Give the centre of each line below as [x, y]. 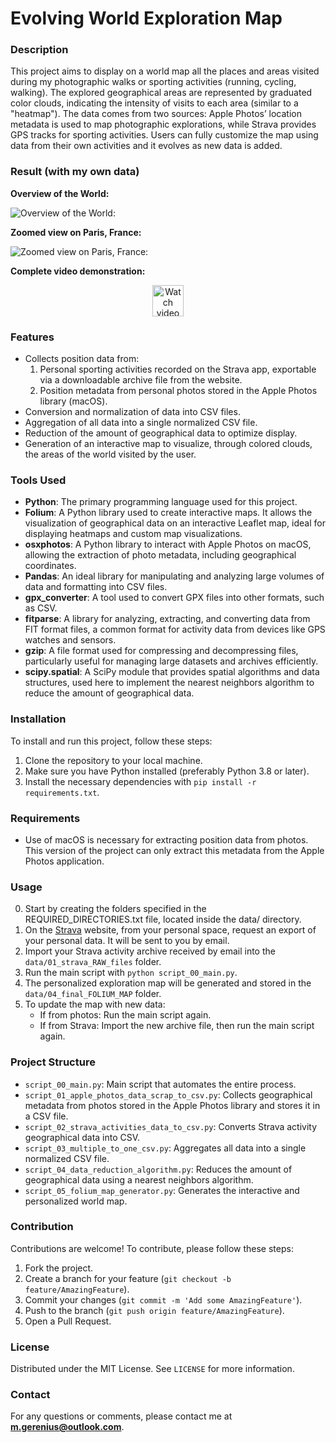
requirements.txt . [62, 792]
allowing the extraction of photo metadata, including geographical [160, 555]
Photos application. [64, 861]
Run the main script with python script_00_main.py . [131, 973]
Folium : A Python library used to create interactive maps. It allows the [168, 513]
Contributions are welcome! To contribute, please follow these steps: [152, 1248]
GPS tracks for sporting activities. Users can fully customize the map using [164, 135]
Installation [38, 719]
